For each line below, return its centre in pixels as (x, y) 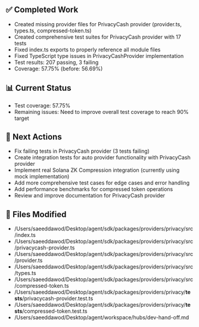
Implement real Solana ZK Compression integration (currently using (97, 170)
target (21, 118)
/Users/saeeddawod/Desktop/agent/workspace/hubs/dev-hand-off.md (102, 317)
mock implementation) (42, 177)
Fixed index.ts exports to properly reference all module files (87, 50)
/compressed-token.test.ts (55, 311)
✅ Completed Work (42, 10)
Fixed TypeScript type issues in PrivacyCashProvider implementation (99, 55)
